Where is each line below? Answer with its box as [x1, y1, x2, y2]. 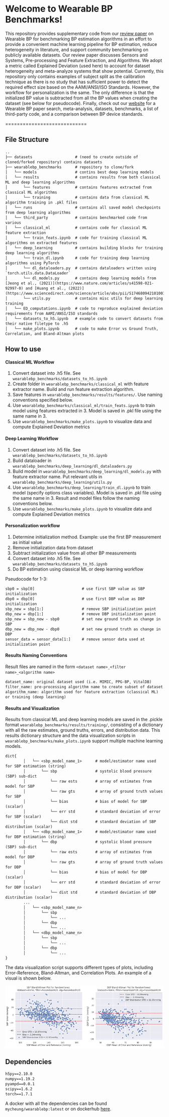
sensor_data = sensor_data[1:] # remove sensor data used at [5, 637, 145, 642]
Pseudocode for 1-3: [5, 576, 48, 582]
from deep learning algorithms [5, 210, 71, 215]
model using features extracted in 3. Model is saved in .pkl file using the [12, 408, 162, 414]
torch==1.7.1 [5, 1092, 33, 1097]
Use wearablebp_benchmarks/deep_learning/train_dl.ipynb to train [12, 484, 151, 490]
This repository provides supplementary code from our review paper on [5, 30, 154, 36]
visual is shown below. [5, 975, 52, 981]
